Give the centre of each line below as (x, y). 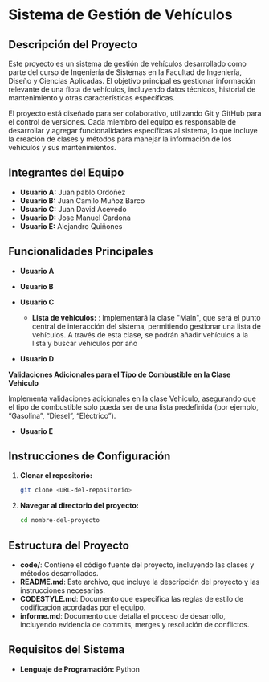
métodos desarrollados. (59, 573)
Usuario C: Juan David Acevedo (73, 209)
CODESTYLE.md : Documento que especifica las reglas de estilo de (131, 599)
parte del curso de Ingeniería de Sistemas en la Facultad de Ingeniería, (125, 72)
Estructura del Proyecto (69, 545)
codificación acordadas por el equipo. (83, 607)
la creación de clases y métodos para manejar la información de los (120, 139)
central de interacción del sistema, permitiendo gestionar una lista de (146, 326)
